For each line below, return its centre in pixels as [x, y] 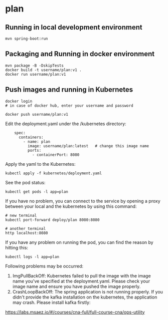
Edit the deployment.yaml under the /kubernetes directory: [66, 124]
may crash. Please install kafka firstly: [51, 302]
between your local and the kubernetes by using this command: [71, 206]
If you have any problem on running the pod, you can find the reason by [79, 242]
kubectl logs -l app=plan [32, 257]
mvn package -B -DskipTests [35, 66]
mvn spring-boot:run [27, 39]
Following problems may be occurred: [44, 266]
